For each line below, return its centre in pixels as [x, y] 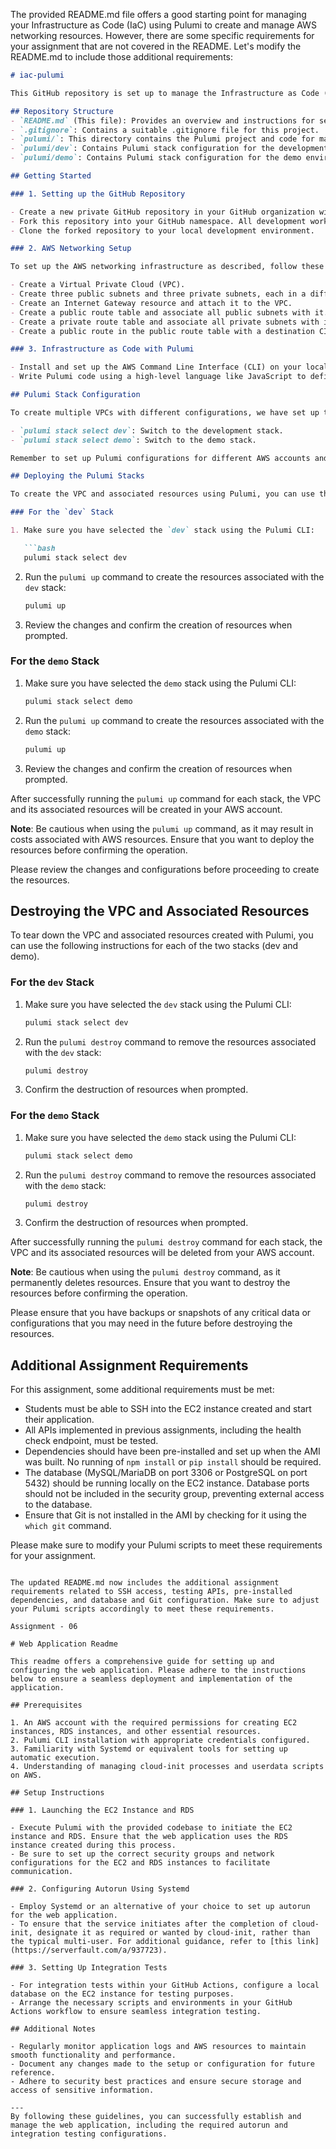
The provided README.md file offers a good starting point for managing [158, 14]
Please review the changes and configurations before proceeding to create [165, 869]
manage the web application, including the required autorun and [149, 2125]
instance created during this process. [93, 1845]
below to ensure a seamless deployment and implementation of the [151, 1679]
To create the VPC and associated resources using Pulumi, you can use [162, 494]
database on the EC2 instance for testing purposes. [122, 1994]
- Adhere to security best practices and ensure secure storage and [156, 2082]
